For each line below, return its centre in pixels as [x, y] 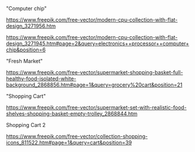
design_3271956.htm [31, 26]
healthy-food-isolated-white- [41, 79]
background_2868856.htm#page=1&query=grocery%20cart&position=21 [94, 85]
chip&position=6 [26, 50]
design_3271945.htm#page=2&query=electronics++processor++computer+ [97, 44]
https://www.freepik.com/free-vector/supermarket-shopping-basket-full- [95, 72]
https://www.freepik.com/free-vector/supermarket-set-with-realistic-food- [96, 107]
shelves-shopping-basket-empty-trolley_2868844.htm [72, 114]
